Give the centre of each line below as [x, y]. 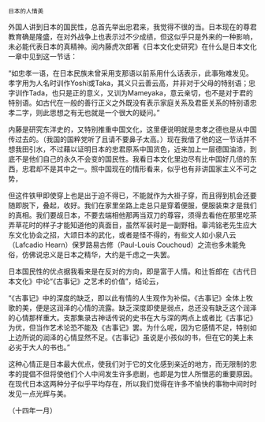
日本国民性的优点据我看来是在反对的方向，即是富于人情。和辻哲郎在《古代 [129, 271]
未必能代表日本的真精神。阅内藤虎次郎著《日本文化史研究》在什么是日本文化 [132, 47]
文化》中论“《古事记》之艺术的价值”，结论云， [89, 281]
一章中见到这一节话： [43, 56]
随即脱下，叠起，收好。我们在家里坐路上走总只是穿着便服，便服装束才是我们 [132, 205]
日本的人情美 [26, 11]
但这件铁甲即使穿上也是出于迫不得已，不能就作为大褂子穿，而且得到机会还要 [132, 195]
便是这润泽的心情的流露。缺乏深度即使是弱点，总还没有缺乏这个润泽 [146, 308]
